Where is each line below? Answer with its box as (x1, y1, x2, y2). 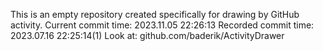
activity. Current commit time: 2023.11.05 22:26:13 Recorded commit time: (10, 19, 315, 31)
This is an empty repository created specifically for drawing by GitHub (10, 9, 300, 20)
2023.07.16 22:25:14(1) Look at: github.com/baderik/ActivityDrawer (10, 30, 285, 41)
